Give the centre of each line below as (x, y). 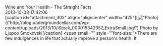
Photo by (149, 28)
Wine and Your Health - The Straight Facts (48, 7)
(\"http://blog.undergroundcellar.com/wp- (48, 23)
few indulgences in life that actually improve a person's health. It (71, 38)
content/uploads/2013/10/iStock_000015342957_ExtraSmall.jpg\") (72, 28)
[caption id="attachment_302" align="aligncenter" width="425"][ (72, 17)
